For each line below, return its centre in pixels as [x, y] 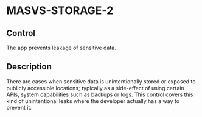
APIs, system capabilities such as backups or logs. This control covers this [100, 94]
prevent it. [19, 107]
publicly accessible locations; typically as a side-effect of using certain [95, 88]
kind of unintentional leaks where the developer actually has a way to [93, 101]
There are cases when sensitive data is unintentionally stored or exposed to [101, 81]
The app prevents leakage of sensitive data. [61, 48]
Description [29, 67]
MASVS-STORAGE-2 [60, 11]
